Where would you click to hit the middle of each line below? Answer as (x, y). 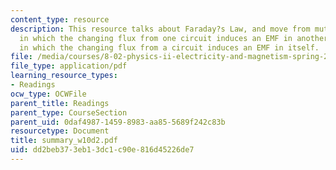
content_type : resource (60, 19)
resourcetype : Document (60, 131)
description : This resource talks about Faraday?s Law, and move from (160, 29)
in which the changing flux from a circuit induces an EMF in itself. (169, 47)
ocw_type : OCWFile (48, 94)
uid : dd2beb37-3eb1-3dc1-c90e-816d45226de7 (102, 150)
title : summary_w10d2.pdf (64, 141)
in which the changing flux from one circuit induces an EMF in (156, 38)
